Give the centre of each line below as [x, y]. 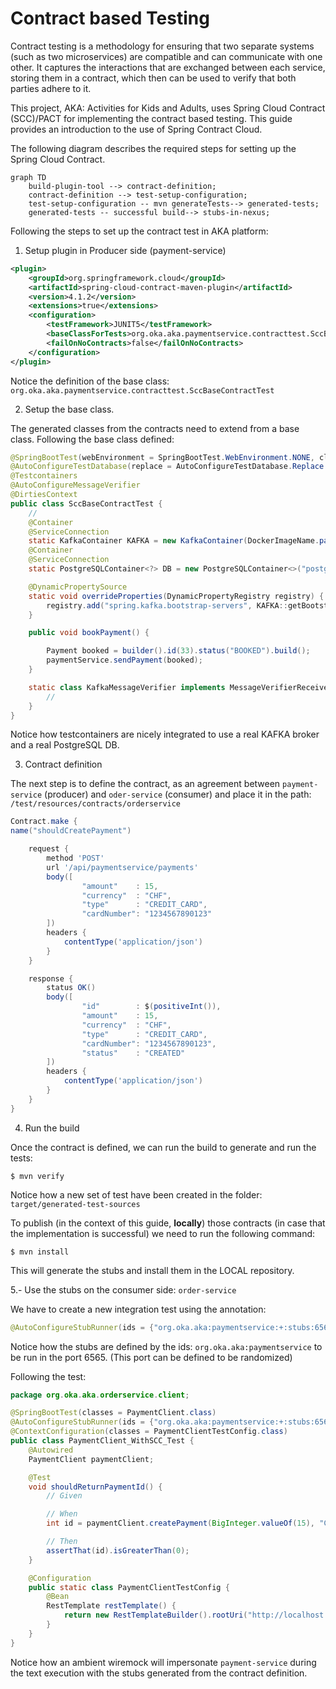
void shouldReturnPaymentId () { [95, 1487]
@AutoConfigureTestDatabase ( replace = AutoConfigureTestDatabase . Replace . [169, 467]
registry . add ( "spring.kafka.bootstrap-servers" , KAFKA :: [167, 605]
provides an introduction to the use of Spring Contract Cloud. [136, 129]
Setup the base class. [69, 409]
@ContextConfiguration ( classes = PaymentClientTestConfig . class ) [149, 1432]
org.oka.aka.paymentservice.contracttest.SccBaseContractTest [142, 390]
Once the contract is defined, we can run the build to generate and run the [163, 1147]
